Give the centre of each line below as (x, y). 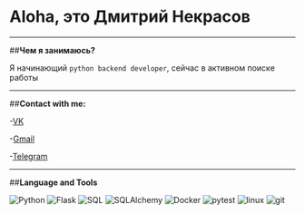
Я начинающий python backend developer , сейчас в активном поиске (142, 68)
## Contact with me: (48, 103)
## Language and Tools (54, 182)
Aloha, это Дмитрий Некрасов (130, 17)
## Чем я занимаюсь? (52, 50)
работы (24, 77)
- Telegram (29, 156)
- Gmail (22, 139)
